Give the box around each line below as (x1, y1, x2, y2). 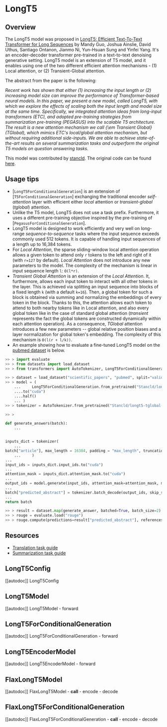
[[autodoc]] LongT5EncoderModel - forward (5, 661, 96, 667)
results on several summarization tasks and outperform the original (20, 140, 159, 146)
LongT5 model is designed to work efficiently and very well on (12, 225, 140, 231)
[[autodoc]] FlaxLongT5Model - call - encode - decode (5, 688, 118, 694)
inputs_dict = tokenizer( (5, 439, 59, 444)
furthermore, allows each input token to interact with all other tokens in (12, 278, 158, 284)
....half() (14, 394, 37, 399)
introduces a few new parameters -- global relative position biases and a (12, 326, 162, 332)
